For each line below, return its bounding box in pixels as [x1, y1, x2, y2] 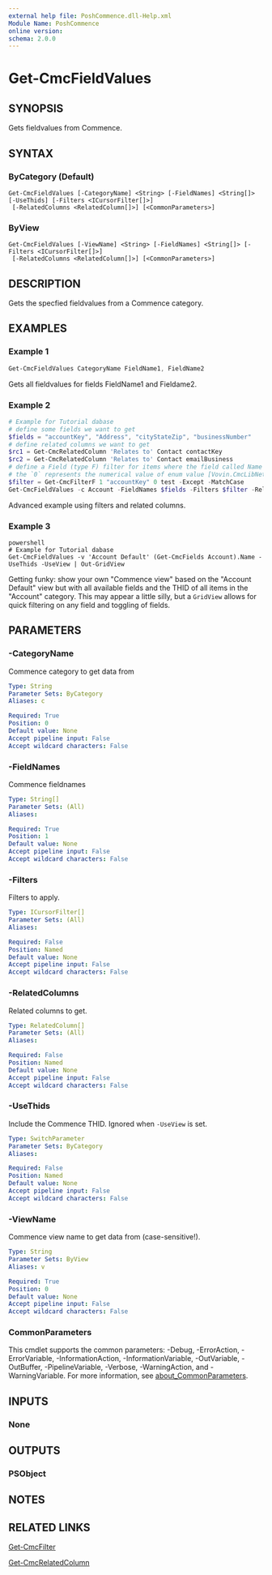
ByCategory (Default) [8, 171, 95, 182]
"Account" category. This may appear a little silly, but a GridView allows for [8, 591, 257, 601]
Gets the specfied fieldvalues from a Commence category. [8, 298, 204, 308]
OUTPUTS [8, 1444, 61, 1457]
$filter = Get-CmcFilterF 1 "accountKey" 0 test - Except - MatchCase [8, 477, 244, 486]
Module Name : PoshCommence [8, 19, 100, 28]
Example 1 [8, 346, 49, 357]
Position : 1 [8, 832, 49, 841]
